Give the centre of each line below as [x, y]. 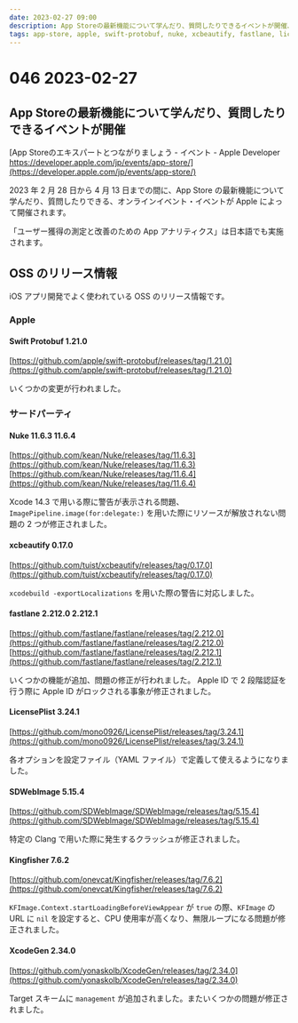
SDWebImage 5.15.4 [47, 791]
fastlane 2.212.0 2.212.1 [54, 613]
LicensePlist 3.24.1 [44, 712]
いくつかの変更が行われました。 [67, 388]
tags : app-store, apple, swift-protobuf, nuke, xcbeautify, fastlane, [142, 34]
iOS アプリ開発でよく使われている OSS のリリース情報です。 [119, 296]
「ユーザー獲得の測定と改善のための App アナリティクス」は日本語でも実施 [146, 231]
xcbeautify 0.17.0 [41, 545]
